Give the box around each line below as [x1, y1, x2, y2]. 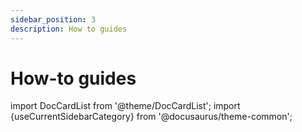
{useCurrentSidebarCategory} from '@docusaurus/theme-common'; [10, 111, 293, 123]
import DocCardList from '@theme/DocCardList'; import [10, 100, 241, 112]
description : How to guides [10, 24, 128, 34]
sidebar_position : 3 [10, 14, 97, 25]
